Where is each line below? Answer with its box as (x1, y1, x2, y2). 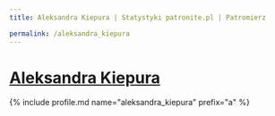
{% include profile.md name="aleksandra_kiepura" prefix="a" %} (9, 97, 251, 108)
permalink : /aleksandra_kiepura (9, 29, 130, 38)
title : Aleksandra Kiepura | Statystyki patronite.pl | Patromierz (9, 12, 267, 22)
